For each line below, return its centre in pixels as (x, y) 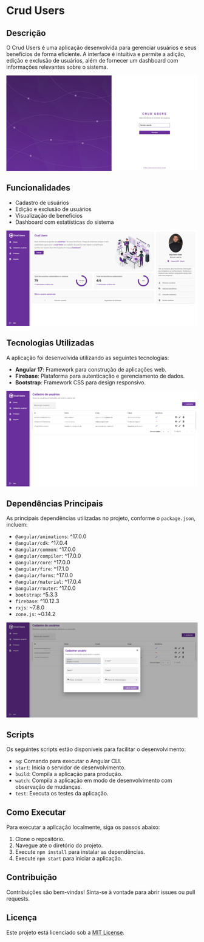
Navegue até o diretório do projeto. (59, 845)
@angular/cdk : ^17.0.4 (41, 543)
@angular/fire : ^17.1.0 (42, 569)
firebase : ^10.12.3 (37, 601)
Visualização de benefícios (49, 215)
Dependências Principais (55, 503)
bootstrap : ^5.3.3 (36, 595)
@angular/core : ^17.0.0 (42, 563)
